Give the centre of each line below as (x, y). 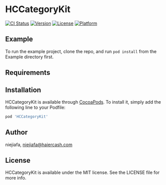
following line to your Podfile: (35, 107)
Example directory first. (29, 57)
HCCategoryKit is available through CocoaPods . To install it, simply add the (83, 102)
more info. (16, 178)
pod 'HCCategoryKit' (27, 117)
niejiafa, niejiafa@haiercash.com (39, 145)
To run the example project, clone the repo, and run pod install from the (81, 51)
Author (16, 132)
